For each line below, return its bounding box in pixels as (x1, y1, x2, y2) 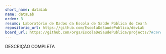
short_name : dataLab (5, 7, 48, 12)
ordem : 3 (5, 16, 23, 21)
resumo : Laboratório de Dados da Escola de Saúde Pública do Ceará (5, 21, 147, 26)
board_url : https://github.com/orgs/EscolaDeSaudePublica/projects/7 (5, 30, 152, 35)
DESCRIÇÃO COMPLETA (5, 44, 55, 49)
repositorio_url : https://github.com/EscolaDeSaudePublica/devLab (5, 26, 145, 30)
